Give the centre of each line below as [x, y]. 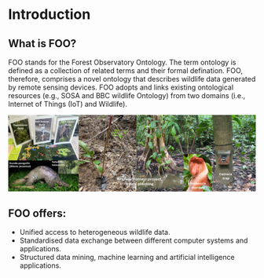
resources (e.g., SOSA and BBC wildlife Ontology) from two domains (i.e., [127, 95]
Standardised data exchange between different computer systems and [134, 240]
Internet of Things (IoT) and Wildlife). [68, 104]
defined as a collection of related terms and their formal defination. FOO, [126, 71]
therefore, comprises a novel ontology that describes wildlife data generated [132, 79]
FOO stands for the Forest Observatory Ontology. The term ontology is [122, 62]
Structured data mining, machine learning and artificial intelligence [127, 258]
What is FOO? [42, 44]
